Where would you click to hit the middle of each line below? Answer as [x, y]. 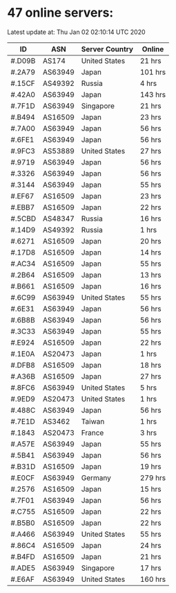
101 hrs [153, 72]
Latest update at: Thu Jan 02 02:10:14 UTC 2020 [77, 32]
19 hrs [150, 466]
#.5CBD [23, 218]
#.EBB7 [23, 207]
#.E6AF [22, 579]
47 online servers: [60, 13]
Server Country [107, 49]
